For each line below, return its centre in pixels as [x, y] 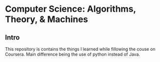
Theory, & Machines [47, 19]
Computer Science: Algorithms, [70, 9]
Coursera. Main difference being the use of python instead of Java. [73, 54]
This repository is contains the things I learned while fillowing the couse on [80, 49]
